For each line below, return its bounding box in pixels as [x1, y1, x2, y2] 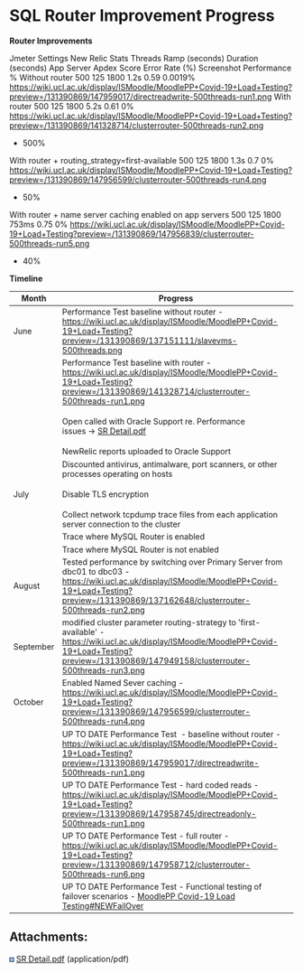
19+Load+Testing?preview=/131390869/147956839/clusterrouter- [9, 228, 254, 239]
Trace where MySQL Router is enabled [61, 531, 206, 542]
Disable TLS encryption [61, 489, 149, 500]
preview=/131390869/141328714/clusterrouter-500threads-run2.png [9, 119, 264, 131]
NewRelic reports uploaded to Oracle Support [61, 446, 232, 457]
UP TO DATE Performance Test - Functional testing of [61, 882, 262, 893]
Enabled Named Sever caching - [61, 678, 184, 688]
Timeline [9, 273, 43, 284]
